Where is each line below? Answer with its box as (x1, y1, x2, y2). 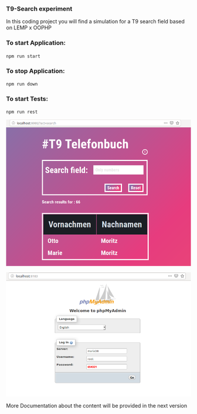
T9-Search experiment (6, 5, 73, 13)
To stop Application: (6, 67, 65, 75)
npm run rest (6, 109, 38, 115)
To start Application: (6, 39, 66, 47)
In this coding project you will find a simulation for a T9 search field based (6, 18, 185, 25)
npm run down (6, 81, 38, 87)
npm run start (6, 53, 41, 59)
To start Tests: (6, 94, 49, 102)
